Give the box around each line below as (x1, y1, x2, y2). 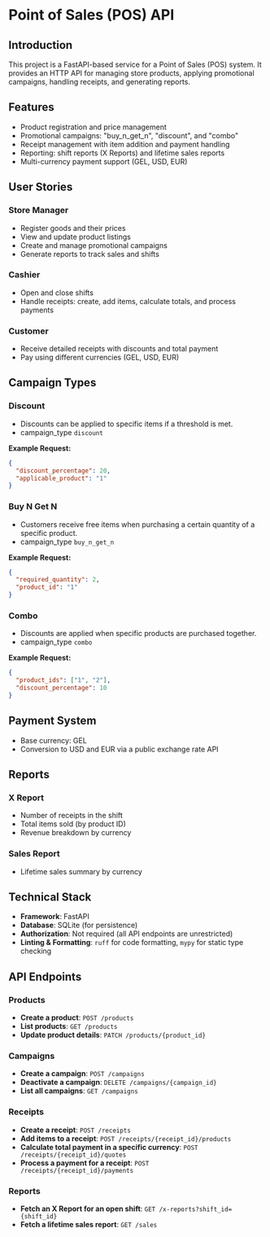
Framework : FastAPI (20, 912, 89, 921)
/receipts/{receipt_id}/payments (20, 1166, 134, 1174)
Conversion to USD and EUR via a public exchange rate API (20, 744, 219, 754)
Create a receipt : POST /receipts (20, 1125, 132, 1135)
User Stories (8, 181, 73, 194)
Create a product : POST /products (20, 1013, 134, 1022)
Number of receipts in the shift (20, 811, 124, 821)
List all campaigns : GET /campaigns (20, 1086, 138, 1095)
